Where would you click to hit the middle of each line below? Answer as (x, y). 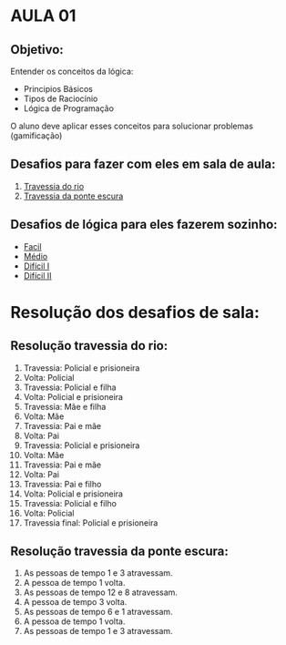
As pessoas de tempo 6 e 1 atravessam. (98, 612)
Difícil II (38, 275)
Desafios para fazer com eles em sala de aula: (143, 164)
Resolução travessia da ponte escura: (119, 552)
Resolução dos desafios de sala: (135, 312)
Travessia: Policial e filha (70, 387)
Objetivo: (37, 50)
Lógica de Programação (69, 108)
